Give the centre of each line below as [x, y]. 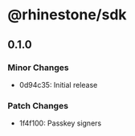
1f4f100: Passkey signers [60, 123]
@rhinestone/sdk [67, 15]
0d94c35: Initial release [58, 84]
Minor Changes [38, 68]
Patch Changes [38, 105]
